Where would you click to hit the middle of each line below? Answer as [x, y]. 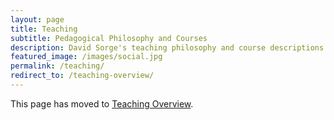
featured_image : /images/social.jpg [86, 57]
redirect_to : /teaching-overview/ [82, 76]
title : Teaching [44, 29]
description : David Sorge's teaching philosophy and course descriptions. [169, 47]
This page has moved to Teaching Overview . [102, 103]
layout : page [37, 19]
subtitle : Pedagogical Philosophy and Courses [109, 38]
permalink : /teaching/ [57, 66]
